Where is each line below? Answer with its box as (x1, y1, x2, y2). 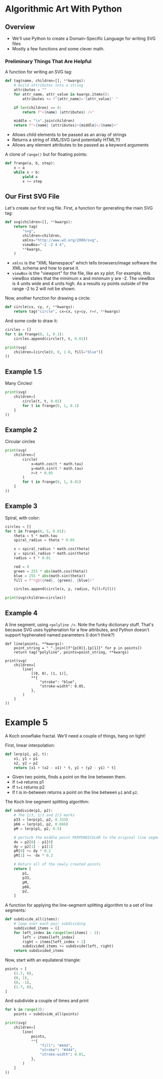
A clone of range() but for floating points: (5, 151, 88, 157)
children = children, (22, 233, 62, 238)
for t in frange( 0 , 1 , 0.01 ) (22, 479, 81, 485)
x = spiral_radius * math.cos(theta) (14, 547, 90, 552)
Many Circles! (5, 380, 33, 386)
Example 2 (5, 425, 37, 434)
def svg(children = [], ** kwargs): (5, 220, 73, 225)
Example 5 (5, 717, 48, 728)
